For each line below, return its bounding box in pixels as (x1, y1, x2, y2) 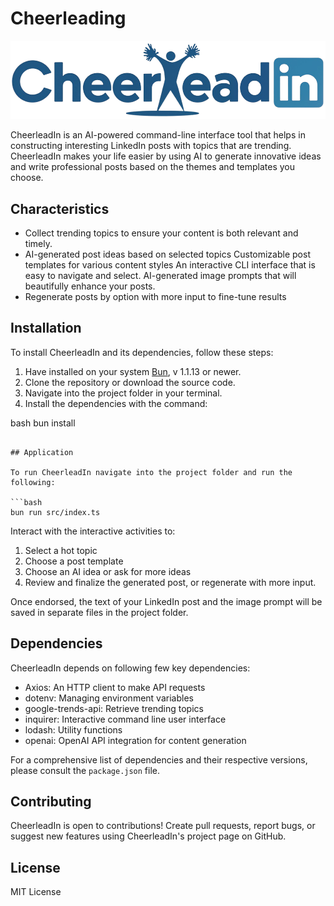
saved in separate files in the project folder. (10, 606, 189, 618)
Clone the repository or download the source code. (24, 376, 236, 388)
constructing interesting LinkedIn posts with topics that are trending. (10, 140, 292, 152)
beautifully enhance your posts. (24, 280, 156, 292)
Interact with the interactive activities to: (10, 525, 176, 537)
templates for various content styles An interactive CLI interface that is (24, 258, 316, 271)
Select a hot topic (24, 544, 98, 556)
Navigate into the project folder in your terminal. (24, 387, 223, 399)
